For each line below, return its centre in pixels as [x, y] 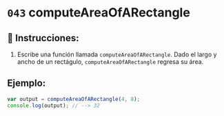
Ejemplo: [27, 83]
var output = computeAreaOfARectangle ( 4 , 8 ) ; [73, 99]
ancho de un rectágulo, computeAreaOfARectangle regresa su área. [110, 62]
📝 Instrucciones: [43, 38]
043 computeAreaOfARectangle [99, 13]
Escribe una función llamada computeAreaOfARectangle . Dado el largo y [117, 54]
